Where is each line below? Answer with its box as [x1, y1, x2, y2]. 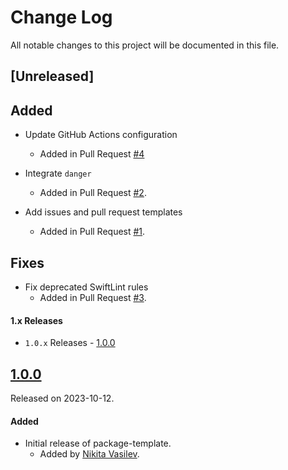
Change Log [10, 6, 113, 29]
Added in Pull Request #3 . [39, 291, 147, 303]
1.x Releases [10, 314, 63, 326]
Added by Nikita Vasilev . [39, 448, 140, 460]
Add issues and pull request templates [24, 206, 183, 218]
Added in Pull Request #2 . [39, 187, 147, 199]
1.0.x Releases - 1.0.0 [24, 337, 116, 349]
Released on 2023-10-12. [10, 392, 115, 404]
